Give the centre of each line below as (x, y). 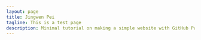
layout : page (22, 11)
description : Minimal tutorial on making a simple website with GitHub (97, 28)
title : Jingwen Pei (31, 17)
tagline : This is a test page (44, 22)
